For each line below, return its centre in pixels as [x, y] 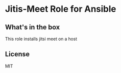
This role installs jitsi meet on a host [41, 39]
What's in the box [33, 27]
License [17, 54]
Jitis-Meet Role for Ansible [61, 9]
